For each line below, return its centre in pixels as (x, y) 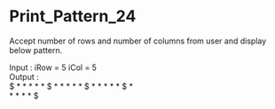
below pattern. (36, 50)
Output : (24, 76)
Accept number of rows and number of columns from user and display (138, 41)
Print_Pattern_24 (73, 16)
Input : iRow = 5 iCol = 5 (53, 67)
